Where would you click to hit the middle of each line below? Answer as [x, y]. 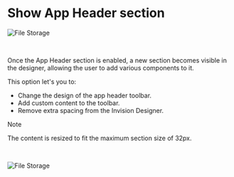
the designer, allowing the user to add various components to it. [101, 68]
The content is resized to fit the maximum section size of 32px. [100, 138]
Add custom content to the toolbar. [69, 103]
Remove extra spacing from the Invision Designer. [91, 110]
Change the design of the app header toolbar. [84, 95]
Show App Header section [86, 13]
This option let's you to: [42, 81]
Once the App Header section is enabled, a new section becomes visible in [117, 60]
